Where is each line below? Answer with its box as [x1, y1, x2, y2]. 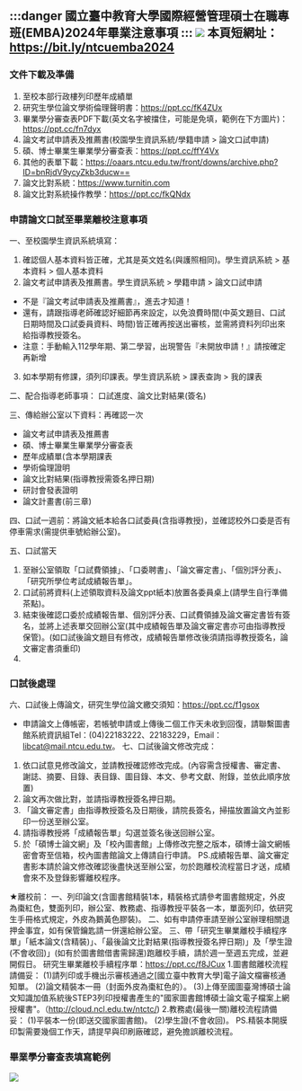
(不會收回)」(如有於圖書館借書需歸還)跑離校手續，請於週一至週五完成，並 [9, 947, 281, 959]
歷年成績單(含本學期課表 [22, 450, 112, 461]
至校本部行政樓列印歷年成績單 [22, 91, 133, 102]
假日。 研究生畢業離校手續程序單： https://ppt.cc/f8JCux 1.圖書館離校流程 [16, 959, 289, 970]
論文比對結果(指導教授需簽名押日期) [22, 473, 155, 483]
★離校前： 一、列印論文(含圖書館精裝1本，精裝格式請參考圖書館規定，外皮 [9, 891, 286, 902]
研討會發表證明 [22, 484, 78, 495]
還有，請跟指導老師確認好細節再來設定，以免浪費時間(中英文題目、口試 [22, 306, 286, 317]
